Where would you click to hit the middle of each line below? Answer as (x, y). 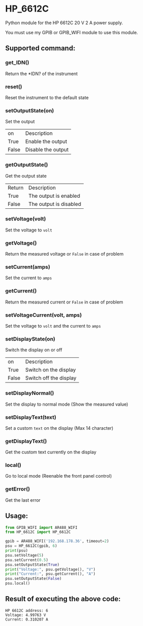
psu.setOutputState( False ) (33, 579)
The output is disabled (55, 204)
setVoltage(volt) (26, 219)
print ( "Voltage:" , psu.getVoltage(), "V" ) (50, 569)
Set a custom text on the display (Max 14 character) (59, 428)
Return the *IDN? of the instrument (42, 73)
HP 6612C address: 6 (27, 610)
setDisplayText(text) (31, 417)
